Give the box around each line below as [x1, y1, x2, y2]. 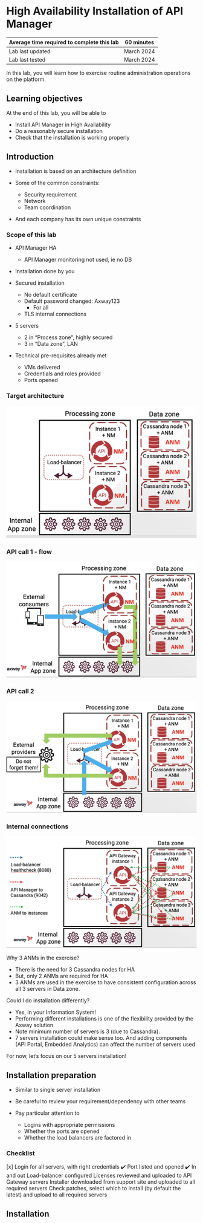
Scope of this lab [6, 230, 57, 239]
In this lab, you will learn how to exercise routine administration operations [6, 70, 191, 77]
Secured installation [14, 279, 65, 287]
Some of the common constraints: [14, 180, 100, 187]
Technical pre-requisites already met [14, 352, 107, 359]
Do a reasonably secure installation [14, 128, 103, 135]
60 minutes [124, 39, 155, 46]
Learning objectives [6, 93, 83, 103]
